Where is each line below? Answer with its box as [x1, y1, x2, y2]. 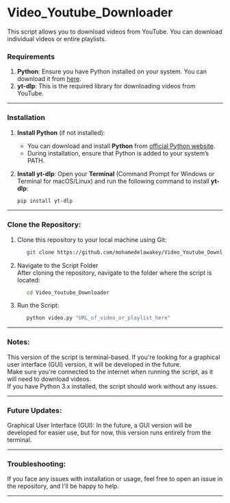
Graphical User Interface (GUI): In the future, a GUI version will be [7, 421, 192, 429]
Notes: [7, 337, 30, 347]
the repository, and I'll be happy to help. [7, 482, 120, 491]
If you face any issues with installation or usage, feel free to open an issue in [7, 475, 223, 483]
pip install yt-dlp [16, 197, 73, 204]
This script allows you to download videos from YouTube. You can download [7, 27, 222, 36]
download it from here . [16, 75, 81, 83]
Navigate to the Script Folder [16, 261, 99, 269]
